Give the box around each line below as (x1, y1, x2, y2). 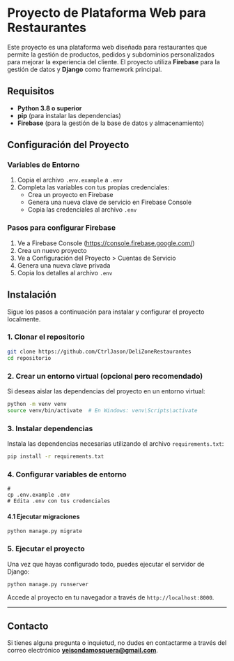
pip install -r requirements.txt (7, 453, 104, 460)
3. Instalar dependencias (7, 423, 93, 433)
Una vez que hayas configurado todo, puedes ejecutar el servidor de (7, 560, 205, 568)
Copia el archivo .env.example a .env (17, 176, 123, 184)
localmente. (7, 314, 41, 323)
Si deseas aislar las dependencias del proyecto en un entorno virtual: (7, 386, 205, 395)
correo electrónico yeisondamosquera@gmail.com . (7, 646, 159, 655)
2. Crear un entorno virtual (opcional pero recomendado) (7, 371, 203, 381)
